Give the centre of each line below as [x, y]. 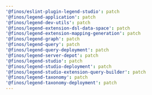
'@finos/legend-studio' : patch [44, 61]
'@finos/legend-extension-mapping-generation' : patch [73, 34]
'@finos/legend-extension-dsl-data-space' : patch [68, 28]
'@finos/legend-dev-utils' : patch [48, 22]
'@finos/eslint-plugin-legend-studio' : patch [62, 12]
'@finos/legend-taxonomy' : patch [47, 77]
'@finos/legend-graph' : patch [43, 39]
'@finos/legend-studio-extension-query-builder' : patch [76, 72]
